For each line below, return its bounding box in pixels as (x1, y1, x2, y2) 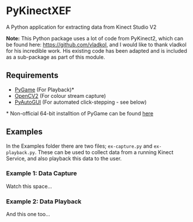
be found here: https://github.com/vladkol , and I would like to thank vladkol (6, 41, 187, 48)
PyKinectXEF (6, 4, 71, 18)
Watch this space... (6, 183, 53, 190)
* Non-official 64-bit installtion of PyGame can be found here (6, 110, 154, 117)
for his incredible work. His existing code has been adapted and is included (6, 47, 187, 54)
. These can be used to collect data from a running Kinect (35, 148, 174, 156)
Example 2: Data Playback (6, 197, 82, 206)
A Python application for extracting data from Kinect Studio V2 (6, 23, 157, 30)
